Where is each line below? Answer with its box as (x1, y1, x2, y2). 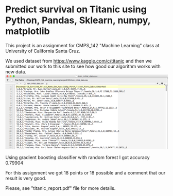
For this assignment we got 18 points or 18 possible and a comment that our (5, 169, 166, 175)
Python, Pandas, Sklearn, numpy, (5, 14, 151, 26)
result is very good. (5, 175, 46, 181)
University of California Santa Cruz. (5, 48, 81, 54)
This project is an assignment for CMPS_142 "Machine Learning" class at (5, 42, 160, 48)
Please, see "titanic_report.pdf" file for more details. (5, 185, 116, 191)
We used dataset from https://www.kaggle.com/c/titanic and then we (5, 57, 152, 64)
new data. (5, 68, 27, 75)
